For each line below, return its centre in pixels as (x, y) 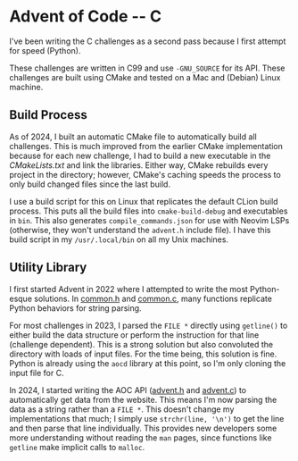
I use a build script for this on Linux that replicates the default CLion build (144, 201)
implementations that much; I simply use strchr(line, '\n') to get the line (147, 418)
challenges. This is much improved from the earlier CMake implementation (146, 146)
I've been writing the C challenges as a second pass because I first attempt (148, 41)
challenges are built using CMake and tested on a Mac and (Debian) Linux (145, 77)
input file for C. (37, 373)
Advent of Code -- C (86, 17)
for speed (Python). (45, 50)
